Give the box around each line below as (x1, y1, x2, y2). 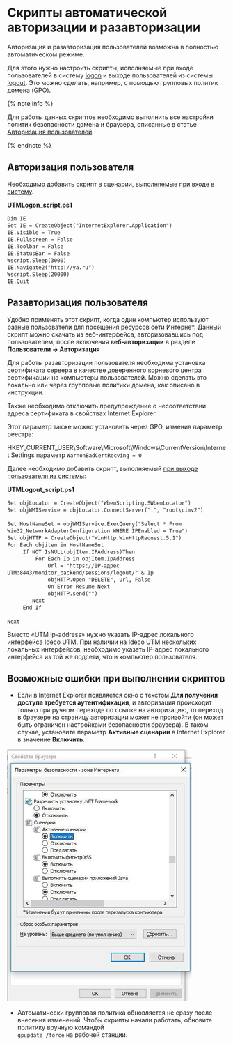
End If (22, 604, 42, 611)
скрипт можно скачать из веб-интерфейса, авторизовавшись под (7, 330, 204, 339)
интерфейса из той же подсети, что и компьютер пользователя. (7, 652, 198, 661)
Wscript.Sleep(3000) (7, 256, 67, 264)
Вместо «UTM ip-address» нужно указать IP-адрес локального (7, 630, 195, 638)
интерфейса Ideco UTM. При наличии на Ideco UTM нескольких (7, 638, 197, 646)
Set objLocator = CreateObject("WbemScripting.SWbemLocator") (7, 500, 191, 507)
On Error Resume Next (47, 583, 111, 590)
